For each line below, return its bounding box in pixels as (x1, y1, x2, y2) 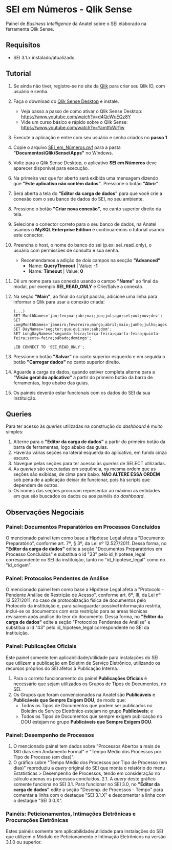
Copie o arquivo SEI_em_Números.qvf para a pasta (13, 144, 121, 150)
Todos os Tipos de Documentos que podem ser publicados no (20, 702, 153, 708)
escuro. (13, 455, 30, 461)
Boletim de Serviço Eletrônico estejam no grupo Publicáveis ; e (20, 708, 153, 714)
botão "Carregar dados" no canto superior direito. (13, 359, 120, 365)
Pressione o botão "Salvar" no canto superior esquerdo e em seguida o (13, 353, 165, 359)
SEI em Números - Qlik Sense (6, 4, 133, 15)
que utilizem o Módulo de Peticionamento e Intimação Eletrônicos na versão (6, 834, 166, 840)
